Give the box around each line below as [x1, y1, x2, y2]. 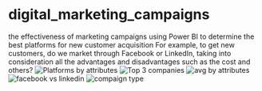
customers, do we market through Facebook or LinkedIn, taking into [8, 48, 232, 58]
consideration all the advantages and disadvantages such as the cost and [8, 57, 251, 66]
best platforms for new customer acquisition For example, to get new [8, 40, 236, 49]
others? [8, 65, 34, 74]
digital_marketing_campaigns [8, 6, 210, 24]
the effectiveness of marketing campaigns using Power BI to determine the [8, 32, 255, 41]
